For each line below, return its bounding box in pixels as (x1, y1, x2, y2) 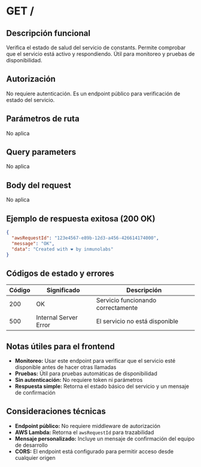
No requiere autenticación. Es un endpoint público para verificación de (6, 90, 181, 97)
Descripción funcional (6, 28, 91, 38)
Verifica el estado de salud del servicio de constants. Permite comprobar (6, 44, 186, 51)
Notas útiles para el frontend (6, 341, 115, 351)
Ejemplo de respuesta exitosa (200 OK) (6, 213, 156, 224)
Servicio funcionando (96, 296, 157, 305)
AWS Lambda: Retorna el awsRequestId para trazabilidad (14, 429, 154, 436)
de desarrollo (14, 441, 48, 448)
